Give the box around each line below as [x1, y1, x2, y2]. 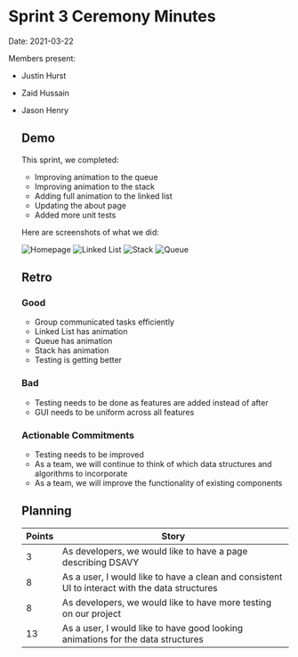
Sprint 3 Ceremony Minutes [8, 6, 216, 27]
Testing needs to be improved [34, 449, 144, 460]
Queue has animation [34, 336, 113, 347]
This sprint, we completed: [20, 154, 119, 165]
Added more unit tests [34, 209, 117, 220]
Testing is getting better [34, 355, 122, 365]
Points [25, 530, 54, 542]
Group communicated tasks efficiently [34, 316, 175, 327]
